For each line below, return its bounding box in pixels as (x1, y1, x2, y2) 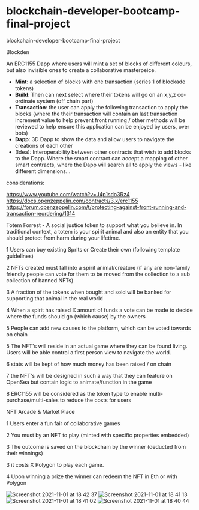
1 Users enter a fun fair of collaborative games (6, 419, 120, 427)
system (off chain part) (37, 97, 94, 105)
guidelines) (6, 252, 34, 260)
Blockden (6, 48, 30, 55)
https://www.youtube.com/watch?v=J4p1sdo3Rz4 (6, 190, 130, 198)
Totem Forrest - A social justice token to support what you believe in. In (6, 221, 182, 229)
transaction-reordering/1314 (6, 210, 76, 217)
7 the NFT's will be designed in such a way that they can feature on (6, 372, 173, 379)
